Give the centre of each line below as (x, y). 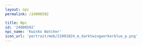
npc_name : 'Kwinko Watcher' (34, 32)
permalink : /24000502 (27, 14)
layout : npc (17, 9)
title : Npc (16, 23)
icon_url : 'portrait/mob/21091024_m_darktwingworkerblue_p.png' (71, 36)
